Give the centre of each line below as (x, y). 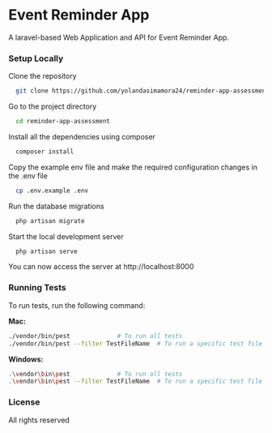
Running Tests (37, 288)
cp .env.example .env (52, 191)
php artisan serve (47, 251)
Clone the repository (42, 76)
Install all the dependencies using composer (82, 136)
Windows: (26, 359)
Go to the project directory (53, 106)
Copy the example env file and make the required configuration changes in (133, 167)
